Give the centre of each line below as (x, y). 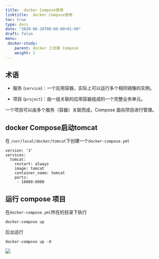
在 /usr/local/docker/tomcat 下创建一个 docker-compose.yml (67, 141)
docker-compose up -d (28, 242)
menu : (11, 39)
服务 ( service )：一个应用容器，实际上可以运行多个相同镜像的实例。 (84, 88)
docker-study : (22, 44)
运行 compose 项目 (36, 199)
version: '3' (19, 151)
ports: (21, 178)
